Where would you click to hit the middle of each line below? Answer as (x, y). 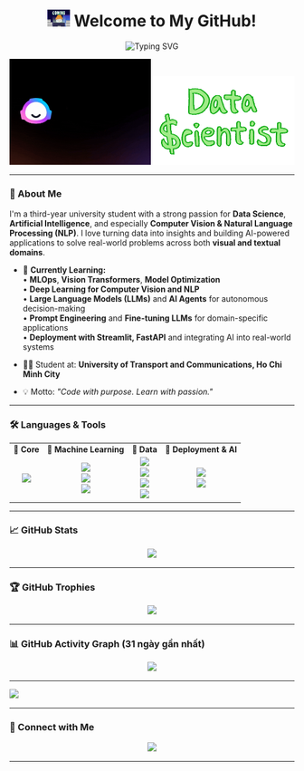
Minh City (41, 374)
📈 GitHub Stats (44, 530)
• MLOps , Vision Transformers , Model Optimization (121, 279)
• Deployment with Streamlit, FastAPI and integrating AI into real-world (157, 337)
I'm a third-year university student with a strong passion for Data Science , (148, 214)
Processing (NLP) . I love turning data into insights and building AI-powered (149, 233)
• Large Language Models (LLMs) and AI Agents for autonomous (145, 298)
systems (38, 347)
